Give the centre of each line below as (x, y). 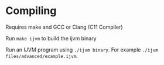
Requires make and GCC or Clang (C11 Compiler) (64, 27)
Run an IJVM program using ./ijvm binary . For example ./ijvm (82, 49)
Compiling (31, 11)
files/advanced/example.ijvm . (42, 56)
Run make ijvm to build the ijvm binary (51, 38)
